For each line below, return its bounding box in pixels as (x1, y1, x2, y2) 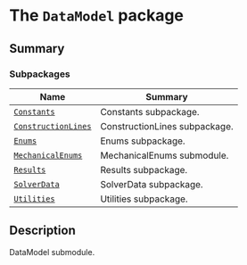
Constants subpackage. (100, 105, 200, 118)
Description (9, 223, 76, 238)
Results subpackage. (100, 163, 188, 176)
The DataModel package (9, 5, 185, 26)
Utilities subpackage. (100, 193, 189, 205)
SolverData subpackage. (100, 178, 203, 190)
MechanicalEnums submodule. (100, 149, 229, 161)
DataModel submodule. (9, 246, 95, 257)
